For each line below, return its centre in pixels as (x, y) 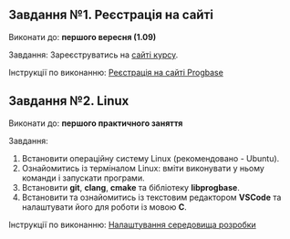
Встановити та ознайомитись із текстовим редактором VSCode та (151, 197)
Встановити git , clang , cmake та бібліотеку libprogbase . (131, 187)
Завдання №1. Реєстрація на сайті (111, 15)
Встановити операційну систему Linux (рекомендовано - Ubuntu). (150, 158)
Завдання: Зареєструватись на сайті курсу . (93, 55)
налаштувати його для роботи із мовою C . (104, 207)
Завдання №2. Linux (69, 101)
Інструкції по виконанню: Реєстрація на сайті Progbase (116, 72)
